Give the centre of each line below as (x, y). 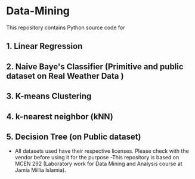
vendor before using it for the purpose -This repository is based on (97, 158)
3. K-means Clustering (49, 96)
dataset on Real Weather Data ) (65, 76)
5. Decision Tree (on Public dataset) (74, 136)
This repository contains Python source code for (66, 27)
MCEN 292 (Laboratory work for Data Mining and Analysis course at (99, 164)
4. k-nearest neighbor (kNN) (60, 117)
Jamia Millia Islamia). (41, 170)
